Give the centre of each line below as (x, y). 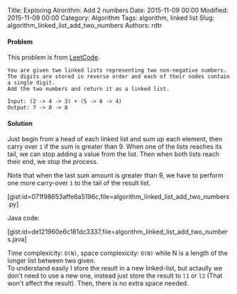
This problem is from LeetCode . (54, 58)
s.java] (17, 239)
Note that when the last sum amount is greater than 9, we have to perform (115, 175)
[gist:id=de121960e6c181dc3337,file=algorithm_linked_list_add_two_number (118, 232)
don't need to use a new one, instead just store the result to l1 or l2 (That (115, 276)
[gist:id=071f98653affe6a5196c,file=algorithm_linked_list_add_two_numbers (118, 197)
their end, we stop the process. (53, 162)
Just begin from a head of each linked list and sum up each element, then (115, 139)
